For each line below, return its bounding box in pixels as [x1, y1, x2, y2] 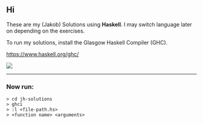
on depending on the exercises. [6, 27, 85, 34]
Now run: [6, 82, 34, 91]
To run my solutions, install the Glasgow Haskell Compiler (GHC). [6, 39, 168, 46]
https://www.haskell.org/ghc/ [6, 51, 79, 58]
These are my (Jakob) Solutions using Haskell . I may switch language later [6, 20, 192, 28]
